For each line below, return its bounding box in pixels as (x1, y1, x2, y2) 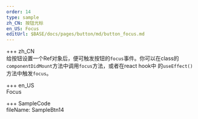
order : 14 (6, 8, 31, 15)
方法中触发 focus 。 (6, 70, 52, 77)
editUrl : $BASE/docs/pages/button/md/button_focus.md (6, 31, 145, 37)
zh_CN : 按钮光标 (6, 20, 44, 26)
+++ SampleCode (6, 100, 51, 107)
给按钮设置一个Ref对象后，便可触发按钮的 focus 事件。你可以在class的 (6, 55, 179, 62)
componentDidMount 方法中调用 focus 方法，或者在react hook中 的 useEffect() (6, 63, 193, 70)
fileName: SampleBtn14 (6, 106, 65, 114)
